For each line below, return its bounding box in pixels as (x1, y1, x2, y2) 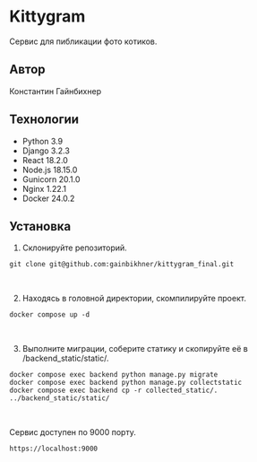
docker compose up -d (9, 310, 90, 319)
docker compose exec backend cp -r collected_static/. (9, 386, 218, 396)
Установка (9, 218, 72, 234)
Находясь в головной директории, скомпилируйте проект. (21, 293, 246, 304)
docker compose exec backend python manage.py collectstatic (9, 379, 243, 388)
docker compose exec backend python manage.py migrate (9, 370, 218, 379)
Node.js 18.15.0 (21, 164, 78, 175)
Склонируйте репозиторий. (21, 242, 127, 253)
